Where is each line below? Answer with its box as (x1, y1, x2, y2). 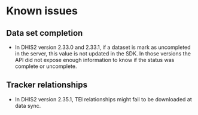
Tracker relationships (6, 80, 88, 90)
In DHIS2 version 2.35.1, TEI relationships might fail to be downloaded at (14, 95, 193, 102)
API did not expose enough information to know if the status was (14, 57, 175, 63)
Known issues (6, 4, 78, 18)
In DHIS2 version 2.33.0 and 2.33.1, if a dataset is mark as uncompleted (14, 43, 191, 51)
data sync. (14, 102, 41, 109)
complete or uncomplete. (14, 63, 77, 70)
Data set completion (6, 28, 83, 38)
